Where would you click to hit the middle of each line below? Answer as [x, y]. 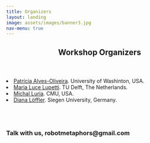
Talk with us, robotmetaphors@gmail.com [68, 133]
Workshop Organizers [100, 52]
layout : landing [26, 17]
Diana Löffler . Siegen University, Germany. [66, 100]
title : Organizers [29, 12]
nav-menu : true [25, 28]
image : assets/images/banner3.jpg [49, 23]
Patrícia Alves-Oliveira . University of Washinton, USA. [79, 81]
